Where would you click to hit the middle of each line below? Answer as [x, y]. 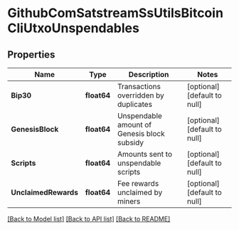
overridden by [141, 95]
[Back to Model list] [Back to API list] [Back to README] [89, 219]
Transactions [139, 87]
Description [149, 74]
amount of [134, 125]
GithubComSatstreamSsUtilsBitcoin [116, 13]
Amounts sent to [145, 154]
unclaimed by [140, 192]
